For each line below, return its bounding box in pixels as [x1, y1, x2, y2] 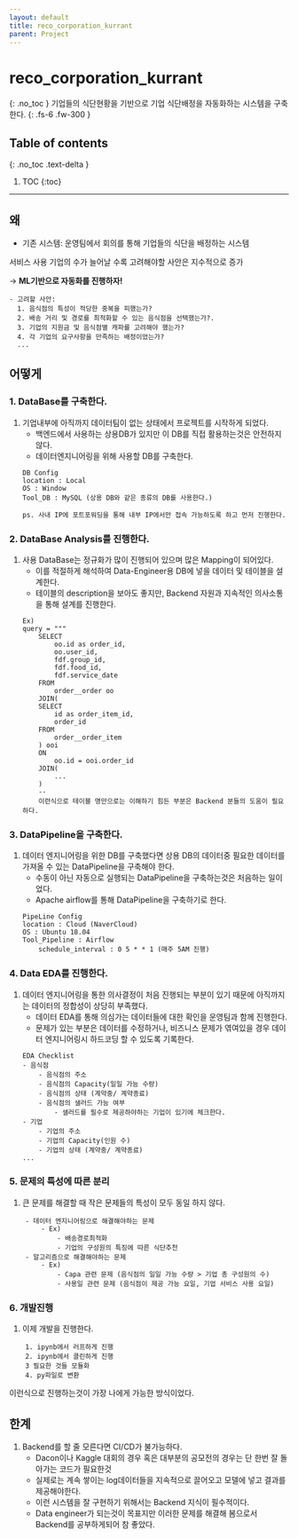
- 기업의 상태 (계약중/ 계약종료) [38, 1146, 144, 1155]
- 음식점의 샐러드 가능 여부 [38, 1098, 126, 1108]
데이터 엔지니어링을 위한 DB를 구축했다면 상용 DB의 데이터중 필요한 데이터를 [21, 850, 286, 861]
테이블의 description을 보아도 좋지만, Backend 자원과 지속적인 [35, 588, 253, 598]
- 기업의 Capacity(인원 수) [38, 1136, 131, 1145]
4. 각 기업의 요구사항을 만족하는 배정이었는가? [17, 332, 165, 342]
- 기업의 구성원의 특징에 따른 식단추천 [56, 1243, 178, 1252]
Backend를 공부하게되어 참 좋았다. [35, 1518, 155, 1529]
